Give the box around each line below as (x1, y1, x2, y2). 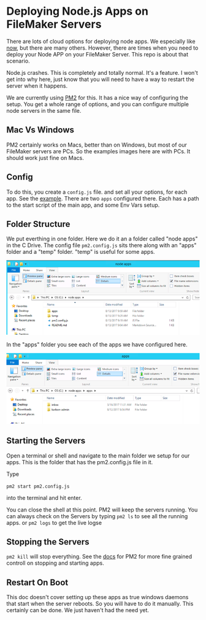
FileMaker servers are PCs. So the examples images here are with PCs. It (6, 147, 191, 155)
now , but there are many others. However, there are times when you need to (6, 44, 199, 52)
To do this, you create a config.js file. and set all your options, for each (6, 188, 188, 196)
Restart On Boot (6, 577, 69, 587)
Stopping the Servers (6, 537, 90, 547)
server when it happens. (6, 82, 68, 90)
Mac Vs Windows (6, 124, 75, 136)
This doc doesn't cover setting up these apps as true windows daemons (6, 594, 189, 601)
